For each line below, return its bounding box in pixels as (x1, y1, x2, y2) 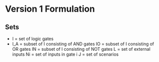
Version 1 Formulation (5, 3, 95, 15)
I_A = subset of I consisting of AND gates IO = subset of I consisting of (12, 41, 155, 47)
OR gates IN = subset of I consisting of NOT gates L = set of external (12, 46, 151, 52)
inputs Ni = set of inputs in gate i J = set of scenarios (12, 51, 119, 57)
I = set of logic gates (12, 36, 54, 41)
